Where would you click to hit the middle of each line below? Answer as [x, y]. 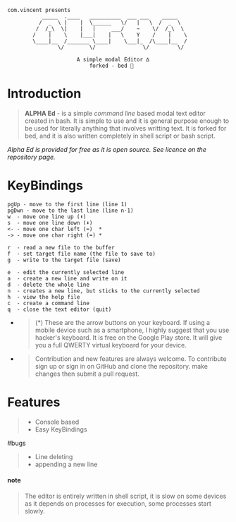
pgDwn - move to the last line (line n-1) [70, 210]
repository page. [31, 157]
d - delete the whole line [49, 285]
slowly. [35, 511]
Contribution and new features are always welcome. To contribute [131, 358]
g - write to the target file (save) [64, 260]
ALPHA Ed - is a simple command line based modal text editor [115, 113]
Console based [57, 422]
